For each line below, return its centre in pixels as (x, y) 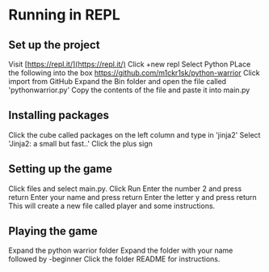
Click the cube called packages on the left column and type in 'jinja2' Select (134, 134)
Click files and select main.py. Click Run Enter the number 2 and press (125, 189)
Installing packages (59, 115)
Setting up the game (61, 169)
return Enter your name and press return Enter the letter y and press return (132, 197)
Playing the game (53, 231)
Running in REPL (65, 15)
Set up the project (54, 45)
